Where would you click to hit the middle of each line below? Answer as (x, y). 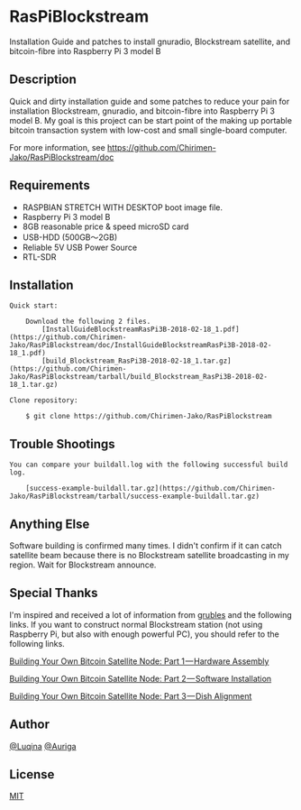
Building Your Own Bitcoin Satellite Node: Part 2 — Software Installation (141, 678)
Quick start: (34, 306)
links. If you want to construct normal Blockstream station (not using (136, 624)
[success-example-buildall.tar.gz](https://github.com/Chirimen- (151, 489)
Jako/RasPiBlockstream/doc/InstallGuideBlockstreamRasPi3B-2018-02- (141, 345)
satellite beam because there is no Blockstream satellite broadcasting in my (150, 555)
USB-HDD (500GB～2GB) (70, 237)
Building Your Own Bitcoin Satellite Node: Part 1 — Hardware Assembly (139, 661)
